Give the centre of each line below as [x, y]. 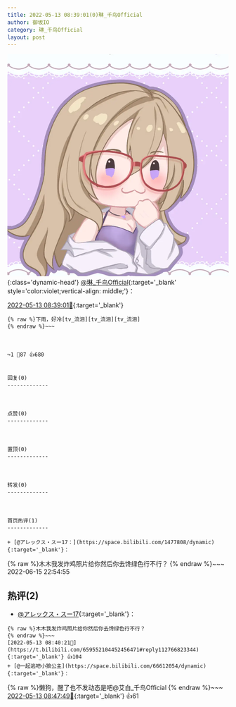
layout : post [26, 37]
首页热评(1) [23, 521]
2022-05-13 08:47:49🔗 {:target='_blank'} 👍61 [73, 696]
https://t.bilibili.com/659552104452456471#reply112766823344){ [103, 650]
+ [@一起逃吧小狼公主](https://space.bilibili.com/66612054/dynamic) [107, 666]
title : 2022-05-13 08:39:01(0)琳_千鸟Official [75, 15]
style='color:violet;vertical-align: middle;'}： [71, 291]
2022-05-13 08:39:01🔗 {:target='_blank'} [66, 305]
